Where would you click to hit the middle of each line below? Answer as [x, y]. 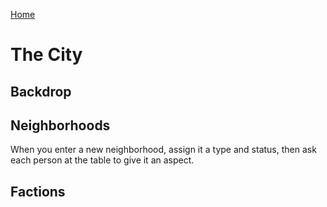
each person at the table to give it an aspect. [102, 160]
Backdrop [41, 91]
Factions [38, 191]
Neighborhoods [60, 125]
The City [46, 55]
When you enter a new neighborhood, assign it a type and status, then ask [163, 150]
